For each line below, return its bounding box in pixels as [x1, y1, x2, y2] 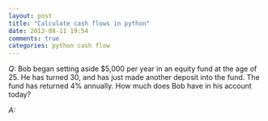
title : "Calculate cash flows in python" [8, 19, 151, 27]
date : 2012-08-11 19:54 [8, 27, 89, 35]
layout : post [8, 11, 53, 20]
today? [8, 90, 32, 99]
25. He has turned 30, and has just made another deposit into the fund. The [8, 73, 261, 82]
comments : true [8, 34, 60, 43]
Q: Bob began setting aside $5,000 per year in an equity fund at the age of [8, 64, 257, 73]
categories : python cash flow [8, 42, 111, 50]
